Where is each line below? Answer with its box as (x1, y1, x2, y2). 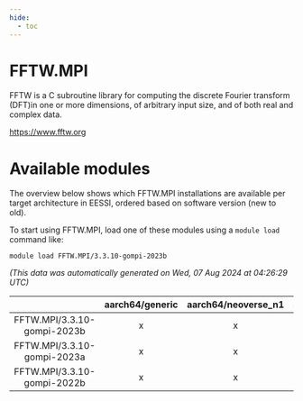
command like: (9, 234, 64, 245)
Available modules (9, 159, 151, 178)
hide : (9, 13, 30, 23)
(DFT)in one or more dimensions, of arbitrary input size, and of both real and (9, 100, 294, 111)
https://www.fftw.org (9, 127, 87, 138)
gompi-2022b (23, 377, 86, 389)
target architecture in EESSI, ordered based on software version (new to (9, 197, 277, 208)
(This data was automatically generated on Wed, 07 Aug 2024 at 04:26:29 (9, 268, 289, 278)
